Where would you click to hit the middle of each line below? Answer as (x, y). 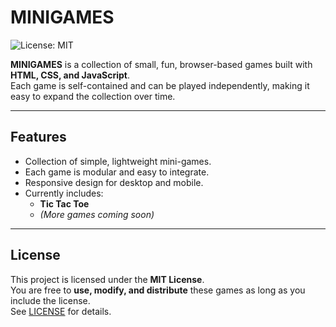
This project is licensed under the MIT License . (107, 279)
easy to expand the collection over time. (93, 96)
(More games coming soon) (97, 214)
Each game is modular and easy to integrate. (117, 172)
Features (38, 137)
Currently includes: (64, 193)
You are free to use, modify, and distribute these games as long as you (158, 290)
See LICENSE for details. (61, 311)
